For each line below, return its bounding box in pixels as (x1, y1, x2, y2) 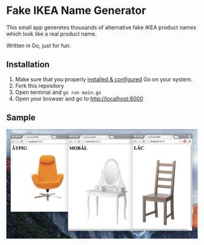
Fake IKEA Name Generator (6, 4, 146, 18)
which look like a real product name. (6, 30, 97, 37)
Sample (6, 113, 36, 123)
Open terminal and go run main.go (15, 89, 101, 96)
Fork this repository (15, 82, 64, 89)
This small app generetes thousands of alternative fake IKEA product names (6, 24, 197, 31)
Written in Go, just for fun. (6, 42, 71, 49)
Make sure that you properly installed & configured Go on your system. (15, 75, 192, 82)
